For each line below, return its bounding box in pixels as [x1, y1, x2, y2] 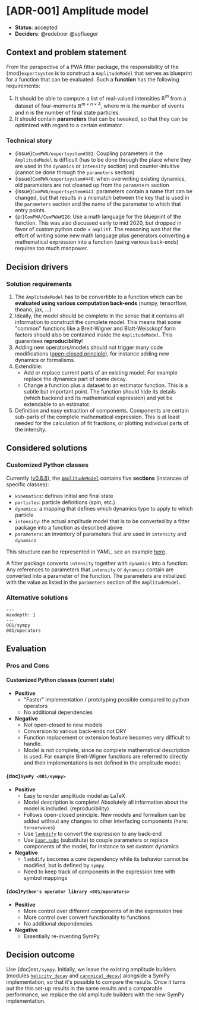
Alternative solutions [6, 593, 68, 602]
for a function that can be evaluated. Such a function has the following [6, 75, 179, 83]
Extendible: [14, 363, 43, 370]
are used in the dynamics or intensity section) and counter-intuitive [14, 162, 180, 170]
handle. [23, 740, 43, 747]
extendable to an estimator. [23, 401, 91, 408]
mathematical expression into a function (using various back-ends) [14, 238, 179, 246]
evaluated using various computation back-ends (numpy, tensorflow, [14, 300, 188, 307]
